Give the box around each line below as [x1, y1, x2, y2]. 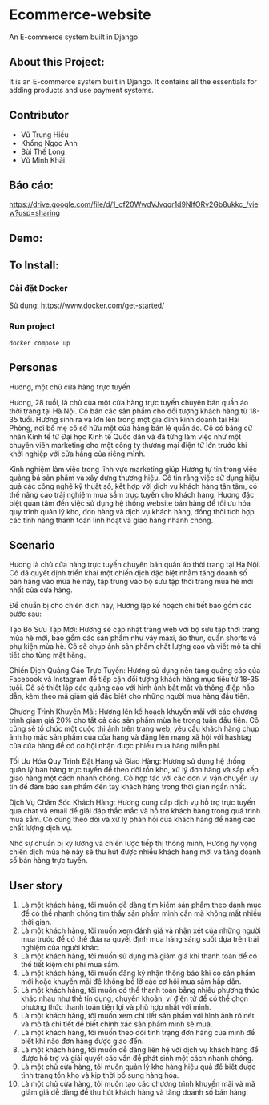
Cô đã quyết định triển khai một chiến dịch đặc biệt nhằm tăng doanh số [9, 568, 247, 578]
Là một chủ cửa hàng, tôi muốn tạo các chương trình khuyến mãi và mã [20, 1079, 255, 1089]
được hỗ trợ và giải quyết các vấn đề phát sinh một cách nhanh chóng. [20, 1054, 255, 1063]
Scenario [9, 538, 55, 552]
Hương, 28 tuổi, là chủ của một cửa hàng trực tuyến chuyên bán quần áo [9, 397, 249, 407]
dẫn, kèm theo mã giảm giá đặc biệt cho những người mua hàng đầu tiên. [9, 692, 251, 701]
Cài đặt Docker [9, 283, 68, 294]
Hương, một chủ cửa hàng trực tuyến [9, 382, 131, 392]
